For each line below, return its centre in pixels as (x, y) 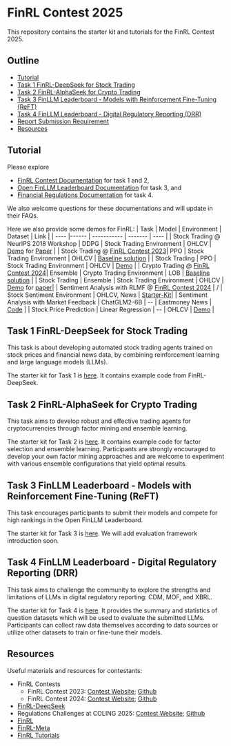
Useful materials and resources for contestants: (75, 670)
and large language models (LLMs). (58, 362)
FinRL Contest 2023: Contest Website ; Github (92, 691)
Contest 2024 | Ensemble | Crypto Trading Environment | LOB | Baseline (109, 273)
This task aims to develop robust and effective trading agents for (99, 421)
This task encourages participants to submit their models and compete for (112, 512)
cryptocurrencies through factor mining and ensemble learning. (97, 428)
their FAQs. (23, 216)
